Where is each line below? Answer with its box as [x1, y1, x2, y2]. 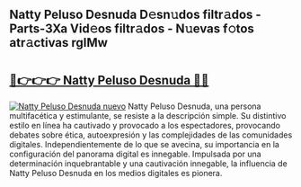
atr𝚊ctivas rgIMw [9, 35, 108, 50]
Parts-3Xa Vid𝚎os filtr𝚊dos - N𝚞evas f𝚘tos [9, 22, 254, 37]
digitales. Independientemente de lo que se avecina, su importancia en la [9, 139, 280, 149]
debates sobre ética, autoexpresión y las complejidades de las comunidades [9, 129, 293, 140]
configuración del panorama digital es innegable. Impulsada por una [9, 148, 262, 159]
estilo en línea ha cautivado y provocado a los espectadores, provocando [9, 120, 281, 130]
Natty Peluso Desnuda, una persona [128, 101, 261, 111]
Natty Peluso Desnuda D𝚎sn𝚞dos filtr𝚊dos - [9, 7, 262, 22]
